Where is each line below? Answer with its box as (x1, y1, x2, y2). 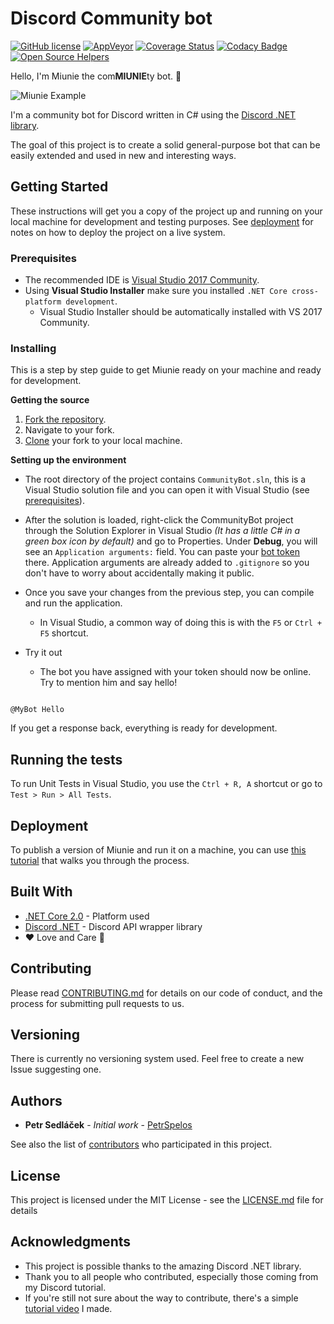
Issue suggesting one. (10, 1063, 102, 1076)
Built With (10, 883, 73, 901)
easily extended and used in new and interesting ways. (10, 149, 237, 161)
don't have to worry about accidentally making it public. (24, 567, 255, 579)
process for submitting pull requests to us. (10, 997, 185, 1009)
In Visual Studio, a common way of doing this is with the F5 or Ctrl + (39, 617, 323, 629)
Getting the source (10, 394, 90, 406)
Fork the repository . (24, 413, 107, 426)
